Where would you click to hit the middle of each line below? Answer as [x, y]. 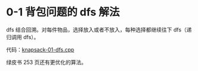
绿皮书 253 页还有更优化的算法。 [47, 62]
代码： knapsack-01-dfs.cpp [40, 49]
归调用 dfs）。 [23, 37]
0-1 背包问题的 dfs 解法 [63, 12]
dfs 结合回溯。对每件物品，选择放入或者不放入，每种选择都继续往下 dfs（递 [99, 30]
